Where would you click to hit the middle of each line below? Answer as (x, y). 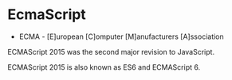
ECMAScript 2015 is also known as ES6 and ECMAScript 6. (104, 67)
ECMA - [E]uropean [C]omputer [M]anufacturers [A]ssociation (121, 36)
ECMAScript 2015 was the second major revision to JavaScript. (111, 51)
